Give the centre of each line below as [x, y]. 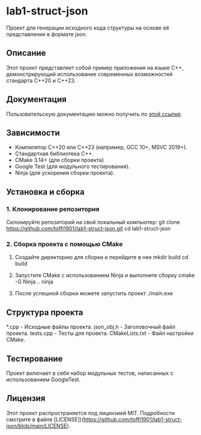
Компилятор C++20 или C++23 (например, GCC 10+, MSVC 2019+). [101, 147]
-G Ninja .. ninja [34, 282]
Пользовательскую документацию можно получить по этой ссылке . [94, 114]
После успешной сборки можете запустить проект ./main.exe [94, 293]
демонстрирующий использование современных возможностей [89, 74]
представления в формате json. [47, 34]
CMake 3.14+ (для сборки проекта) [59, 160]
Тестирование [34, 359]
